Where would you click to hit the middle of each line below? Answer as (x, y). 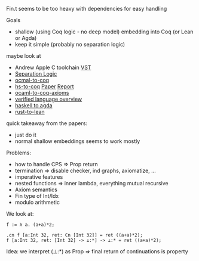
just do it (26, 135)
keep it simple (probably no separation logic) (70, 44)
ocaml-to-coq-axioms (42, 93)
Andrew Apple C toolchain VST (53, 67)
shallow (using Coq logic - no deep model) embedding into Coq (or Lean (104, 32)
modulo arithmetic (37, 202)
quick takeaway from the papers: (47, 123)
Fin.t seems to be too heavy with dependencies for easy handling (87, 9)
